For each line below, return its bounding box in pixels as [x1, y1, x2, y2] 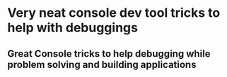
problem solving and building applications [7, 58, 197, 71]
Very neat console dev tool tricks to [7, 5, 221, 21]
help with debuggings [7, 20, 138, 36]
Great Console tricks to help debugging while [7, 48, 211, 59]
